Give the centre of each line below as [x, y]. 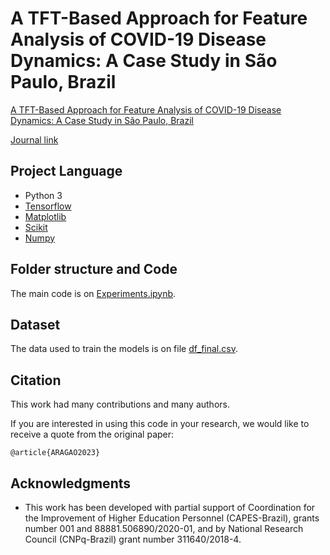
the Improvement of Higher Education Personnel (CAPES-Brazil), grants [172, 518]
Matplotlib [45, 216]
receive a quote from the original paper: [92, 434]
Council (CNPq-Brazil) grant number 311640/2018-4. [133, 539]
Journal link [34, 139]
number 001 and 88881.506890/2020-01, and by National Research [164, 528]
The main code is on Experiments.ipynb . [93, 293]
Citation [36, 380]
